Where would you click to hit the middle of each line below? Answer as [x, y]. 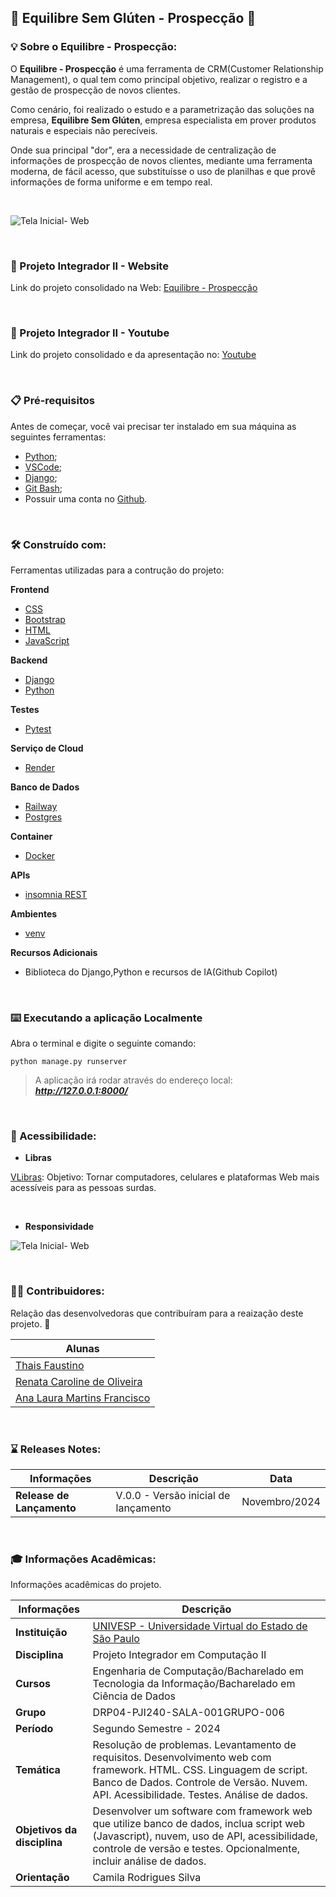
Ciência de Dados [134, 1696]
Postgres [43, 817]
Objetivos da [46, 1830]
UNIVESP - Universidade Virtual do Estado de [200, 1626]
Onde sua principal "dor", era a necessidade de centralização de [143, 150]
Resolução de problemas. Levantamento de [194, 1745]
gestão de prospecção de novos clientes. [95, 90]
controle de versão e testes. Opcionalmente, [196, 1849]
